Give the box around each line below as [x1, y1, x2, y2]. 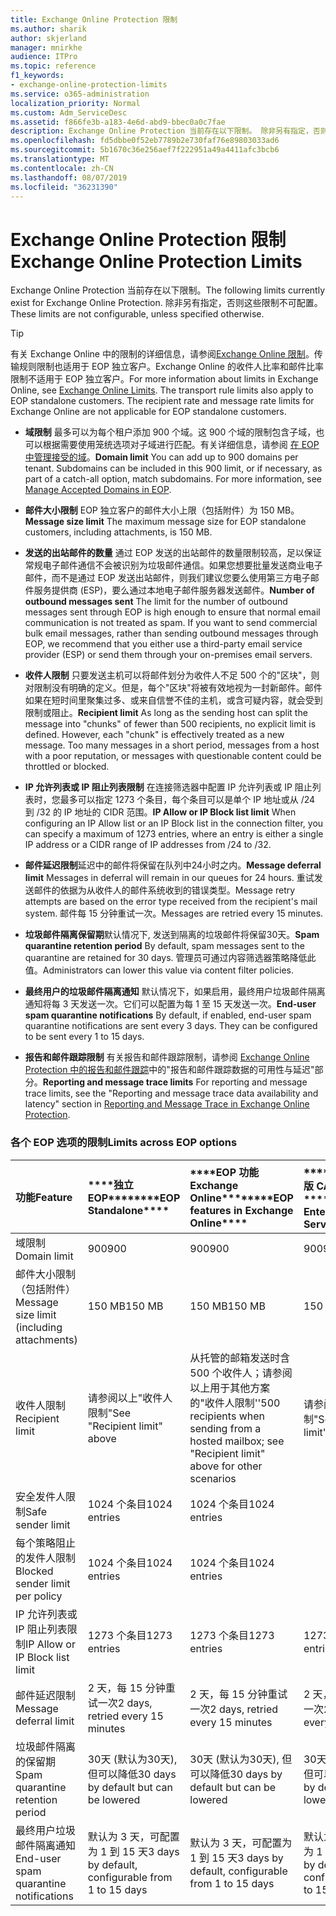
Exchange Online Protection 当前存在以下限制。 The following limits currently [10, 284, 326, 296]
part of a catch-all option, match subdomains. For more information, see [24, 473, 323, 485]
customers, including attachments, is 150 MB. [24, 526, 213, 538]
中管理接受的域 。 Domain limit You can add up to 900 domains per [24, 451, 299, 463]
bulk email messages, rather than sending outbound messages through [24, 627, 319, 640]
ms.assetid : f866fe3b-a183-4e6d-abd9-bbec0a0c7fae [10, 117, 226, 127]
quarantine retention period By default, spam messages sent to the [24, 940, 305, 952]
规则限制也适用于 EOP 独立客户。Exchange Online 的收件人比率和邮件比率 [18, 361, 324, 373]
